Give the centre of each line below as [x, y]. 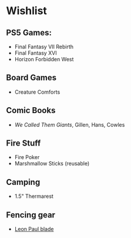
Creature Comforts [37, 92]
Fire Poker [27, 157]
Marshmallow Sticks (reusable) [52, 164]
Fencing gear [31, 215]
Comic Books [31, 110]
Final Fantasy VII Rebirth [44, 47]
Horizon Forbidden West [44, 59]
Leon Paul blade [34, 229]
